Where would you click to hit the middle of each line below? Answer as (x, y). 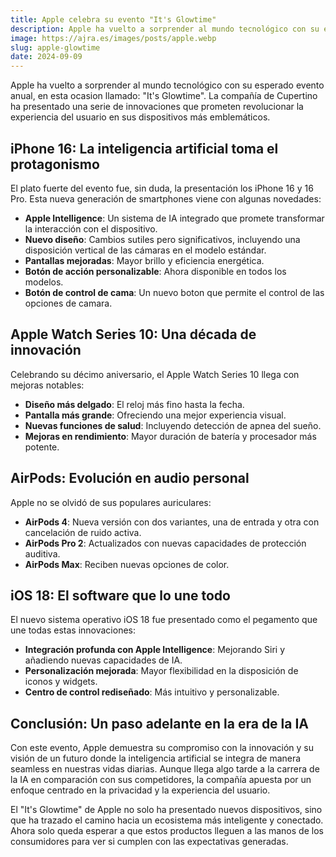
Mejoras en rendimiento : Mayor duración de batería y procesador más (170, 436)
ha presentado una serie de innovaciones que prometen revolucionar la (157, 107)
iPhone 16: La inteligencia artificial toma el (144, 148)
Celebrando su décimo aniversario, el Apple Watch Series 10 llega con (155, 374)
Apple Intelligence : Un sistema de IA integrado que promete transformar (174, 218)
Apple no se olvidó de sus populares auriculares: (111, 502)
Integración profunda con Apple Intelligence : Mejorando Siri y (155, 650)
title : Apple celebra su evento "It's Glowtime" (113, 19)
